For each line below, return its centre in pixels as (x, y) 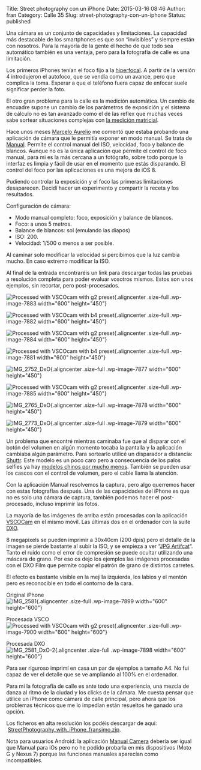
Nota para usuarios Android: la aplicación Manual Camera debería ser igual (99, 741)
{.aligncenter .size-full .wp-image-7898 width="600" (120, 650)
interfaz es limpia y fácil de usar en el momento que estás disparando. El (96, 164)
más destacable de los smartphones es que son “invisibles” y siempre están (100, 39)
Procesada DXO (26, 644)
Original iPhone (25, 595)
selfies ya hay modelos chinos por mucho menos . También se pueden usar (99, 467)
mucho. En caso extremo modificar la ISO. (58, 261)
